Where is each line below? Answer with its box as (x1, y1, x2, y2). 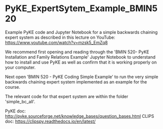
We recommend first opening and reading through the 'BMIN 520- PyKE (5, 49, 149, 55)
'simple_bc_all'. (5, 98, 36, 104)
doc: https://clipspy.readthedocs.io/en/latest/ (5, 118, 96, 124)
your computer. (5, 64, 36, 70)
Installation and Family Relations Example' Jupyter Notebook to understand (5, 54, 156, 60)
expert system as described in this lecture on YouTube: (5, 34, 115, 40)
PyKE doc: (5, 108, 26, 114)
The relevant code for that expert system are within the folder (5, 93, 128, 99)
